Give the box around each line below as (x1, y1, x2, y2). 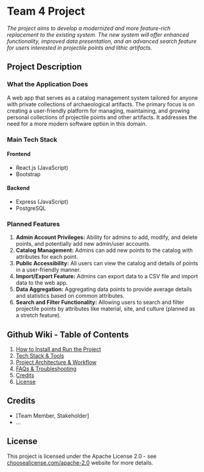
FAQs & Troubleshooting (15, 365, 77, 372)
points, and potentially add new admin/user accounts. (15, 240, 151, 248)
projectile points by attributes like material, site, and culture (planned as (15, 305, 195, 312)
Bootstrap (15, 170, 41, 178)
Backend (7, 185, 30, 192)
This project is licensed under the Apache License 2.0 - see (7, 452, 157, 460)
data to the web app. (15, 279, 68, 287)
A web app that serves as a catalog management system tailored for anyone (7, 94, 199, 101)
